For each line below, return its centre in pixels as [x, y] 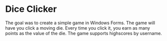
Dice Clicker [31, 9]
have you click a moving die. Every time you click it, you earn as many [78, 28]
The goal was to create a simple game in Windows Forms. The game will [80, 23]
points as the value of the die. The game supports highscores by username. [84, 33]
